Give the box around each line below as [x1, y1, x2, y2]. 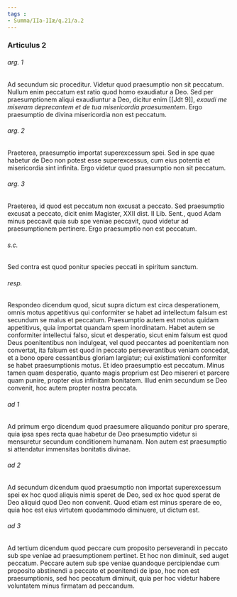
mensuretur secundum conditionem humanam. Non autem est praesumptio [7, 437, 227, 446]
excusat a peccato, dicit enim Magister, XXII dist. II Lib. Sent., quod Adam [7, 209, 221, 218]
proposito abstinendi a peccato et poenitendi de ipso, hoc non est [7, 566, 200, 575]
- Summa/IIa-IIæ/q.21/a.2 [7, 17, 84, 24]
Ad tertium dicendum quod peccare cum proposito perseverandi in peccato [7, 544, 228, 552]
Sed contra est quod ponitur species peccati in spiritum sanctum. [7, 263, 199, 271]
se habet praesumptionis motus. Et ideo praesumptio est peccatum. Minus [7, 361, 225, 370]
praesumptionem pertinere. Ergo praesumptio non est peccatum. [7, 224, 197, 233]
